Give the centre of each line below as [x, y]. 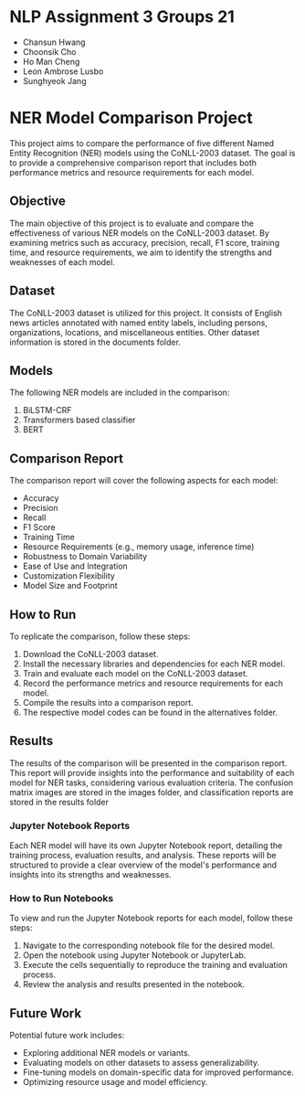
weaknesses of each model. [63, 261]
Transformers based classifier [79, 420]
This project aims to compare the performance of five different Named [142, 143]
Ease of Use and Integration [75, 566]
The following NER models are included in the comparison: [120, 393]
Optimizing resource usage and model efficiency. [115, 1082]
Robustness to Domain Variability [85, 557]
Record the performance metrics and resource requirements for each [153, 683]
